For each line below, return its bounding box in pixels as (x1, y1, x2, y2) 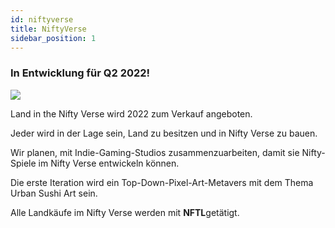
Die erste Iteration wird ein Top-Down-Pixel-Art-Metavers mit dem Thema (10, 176, 314, 188)
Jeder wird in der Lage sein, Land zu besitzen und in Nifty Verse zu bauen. (10, 127, 318, 139)
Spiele (10, 157, 37, 169)
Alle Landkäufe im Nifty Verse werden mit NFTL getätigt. (10, 206, 240, 218)
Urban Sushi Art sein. (10, 187, 98, 199)
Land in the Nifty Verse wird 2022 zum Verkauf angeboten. (10, 107, 253, 120)
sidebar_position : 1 (10, 33, 97, 43)
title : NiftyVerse (10, 24, 87, 34)
